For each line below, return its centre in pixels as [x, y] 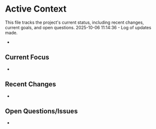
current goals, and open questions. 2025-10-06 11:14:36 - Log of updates [78, 27]
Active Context [36, 9]
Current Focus [27, 57]
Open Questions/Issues [41, 111]
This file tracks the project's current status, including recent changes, [75, 22]
